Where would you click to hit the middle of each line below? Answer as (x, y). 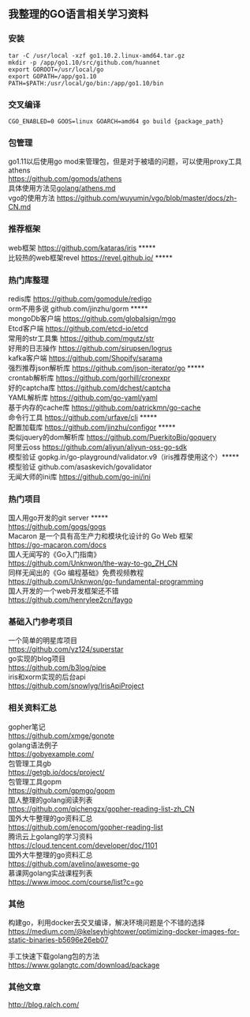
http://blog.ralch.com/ (44, 1005)
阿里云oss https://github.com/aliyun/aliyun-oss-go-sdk (98, 447)
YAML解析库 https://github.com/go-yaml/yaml (83, 397)
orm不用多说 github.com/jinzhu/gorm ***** (78, 308)
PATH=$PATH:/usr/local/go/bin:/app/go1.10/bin (86, 83)
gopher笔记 (27, 727)
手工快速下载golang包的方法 (54, 956)
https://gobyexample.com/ (51, 754)
